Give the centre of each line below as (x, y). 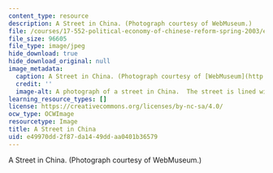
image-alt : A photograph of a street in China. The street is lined (136, 91)
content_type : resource (49, 16)
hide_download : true (43, 54)
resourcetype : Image (43, 122)
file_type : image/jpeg (47, 46)
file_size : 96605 (38, 39)
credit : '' (34, 84)
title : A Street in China (52, 129)
